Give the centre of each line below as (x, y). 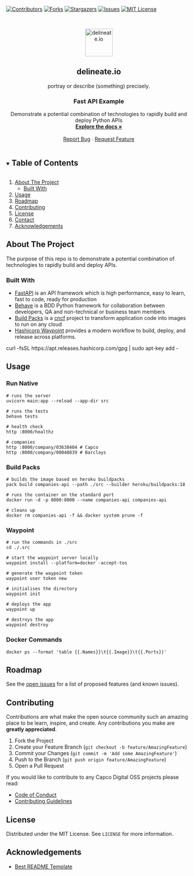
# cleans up (21, 510)
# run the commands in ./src (42, 543)
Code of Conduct (36, 795)
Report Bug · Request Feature (99, 139)
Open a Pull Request (39, 766)
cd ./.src (18, 548)
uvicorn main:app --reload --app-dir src (58, 401)
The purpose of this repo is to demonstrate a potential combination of (90, 259)
